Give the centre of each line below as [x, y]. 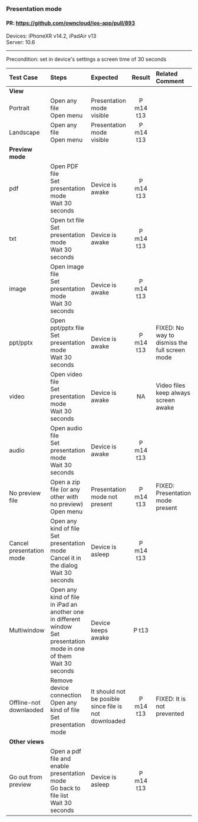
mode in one [67, 649]
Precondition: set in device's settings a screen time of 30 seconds [86, 59]
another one [67, 612]
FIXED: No [170, 328]
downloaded [108, 721]
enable [60, 766]
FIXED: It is [171, 699]
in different [65, 620]
